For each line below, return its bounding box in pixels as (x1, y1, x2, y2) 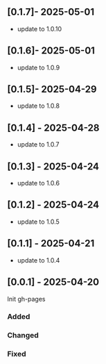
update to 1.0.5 (17, 217, 60, 226)
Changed (7, 331, 39, 340)
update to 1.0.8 (17, 101, 60, 110)
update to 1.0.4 (17, 256, 60, 264)
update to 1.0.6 (17, 179, 60, 188)
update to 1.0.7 (17, 140, 60, 149)
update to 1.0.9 (17, 63, 60, 72)
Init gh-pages (7, 295, 46, 303)
